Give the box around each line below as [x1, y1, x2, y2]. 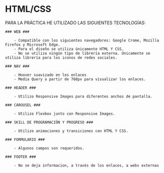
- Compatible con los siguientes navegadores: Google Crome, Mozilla [14, 38, 160, 43]
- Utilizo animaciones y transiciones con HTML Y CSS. [14, 128, 129, 134]
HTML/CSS [5, 3, 52, 15]
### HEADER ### [5, 85, 36, 90]
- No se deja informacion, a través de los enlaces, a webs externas [14, 163, 160, 168]
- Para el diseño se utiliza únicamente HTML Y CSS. [14, 46, 124, 51]
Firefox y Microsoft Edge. [5, 42, 60, 47]
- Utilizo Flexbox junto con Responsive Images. [14, 111, 115, 116]
